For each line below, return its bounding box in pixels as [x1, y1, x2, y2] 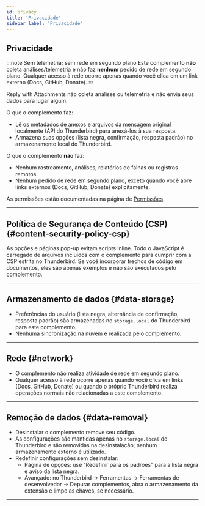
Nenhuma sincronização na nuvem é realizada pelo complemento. [15, 330, 182, 337]
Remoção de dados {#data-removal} [6, 412, 148, 423]
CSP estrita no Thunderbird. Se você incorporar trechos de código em [6, 258, 183, 265]
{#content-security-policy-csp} [6, 228, 130, 239]
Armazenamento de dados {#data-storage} [6, 294, 175, 305]
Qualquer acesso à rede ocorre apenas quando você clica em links [15, 376, 184, 383]
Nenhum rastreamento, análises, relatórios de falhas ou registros [15, 164, 178, 171]
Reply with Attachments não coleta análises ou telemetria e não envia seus [6, 91, 194, 98]
